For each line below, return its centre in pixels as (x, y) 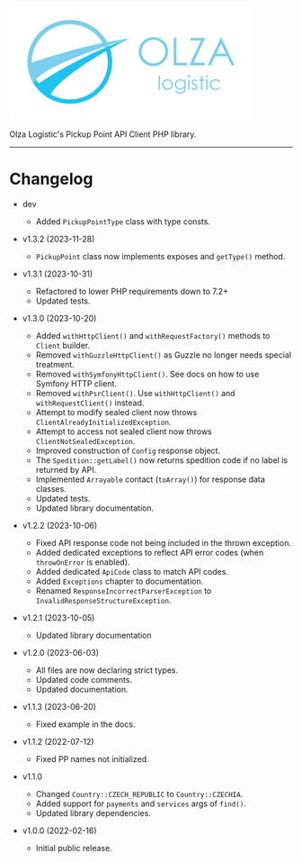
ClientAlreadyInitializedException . (103, 422)
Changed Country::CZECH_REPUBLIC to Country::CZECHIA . (139, 794)
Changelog (51, 179)
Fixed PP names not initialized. (93, 758)
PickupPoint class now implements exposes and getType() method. (160, 256)
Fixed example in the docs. (85, 724)
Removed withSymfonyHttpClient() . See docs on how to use (147, 374)
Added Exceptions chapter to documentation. (120, 581)
